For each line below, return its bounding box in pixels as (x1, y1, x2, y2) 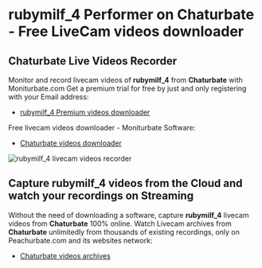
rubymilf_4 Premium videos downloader (19, 107, 151, 117)
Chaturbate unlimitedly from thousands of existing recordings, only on (8, 227, 240, 236)
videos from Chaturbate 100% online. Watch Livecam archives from (8, 219, 233, 228)
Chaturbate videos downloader (19, 138, 122, 148)
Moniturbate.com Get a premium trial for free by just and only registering (8, 84, 247, 93)
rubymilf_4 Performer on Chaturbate (8, 6, 255, 24)
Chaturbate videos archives (19, 251, 111, 260)
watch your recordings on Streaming (8, 189, 194, 203)
